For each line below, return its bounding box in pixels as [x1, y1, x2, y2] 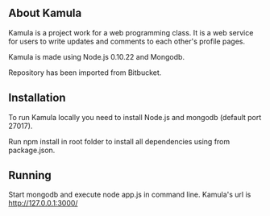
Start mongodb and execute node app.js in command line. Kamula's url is [8, 189, 251, 200]
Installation [8, 91, 66, 105]
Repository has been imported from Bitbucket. [8, 68, 162, 77]
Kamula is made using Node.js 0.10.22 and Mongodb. [8, 52, 185, 61]
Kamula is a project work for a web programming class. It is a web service [8, 27, 254, 37]
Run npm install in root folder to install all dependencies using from [8, 136, 231, 146]
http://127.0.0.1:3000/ [8, 198, 78, 208]
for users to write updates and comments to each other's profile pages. [8, 36, 246, 46]
